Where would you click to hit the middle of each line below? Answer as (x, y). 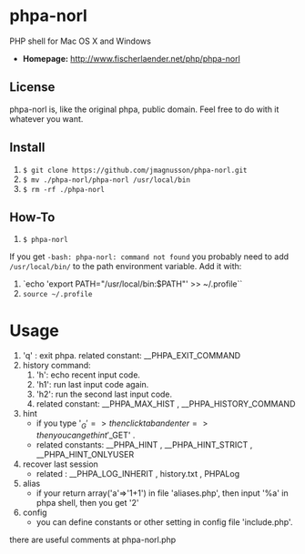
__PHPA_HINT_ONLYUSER (85, 455)
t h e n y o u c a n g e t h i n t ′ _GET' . (86, 435)
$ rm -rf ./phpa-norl (63, 189)
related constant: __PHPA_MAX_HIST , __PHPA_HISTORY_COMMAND (166, 404)
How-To (32, 217)
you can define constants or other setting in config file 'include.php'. (164, 522)
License (32, 87)
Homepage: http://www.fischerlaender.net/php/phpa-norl (132, 58)
